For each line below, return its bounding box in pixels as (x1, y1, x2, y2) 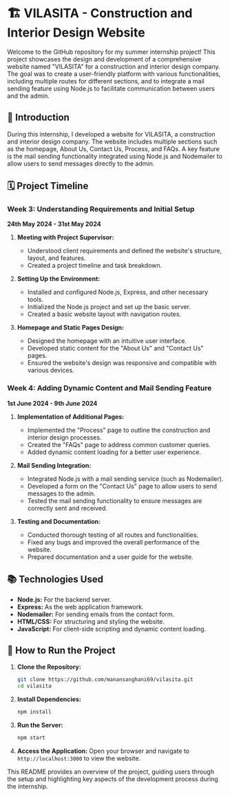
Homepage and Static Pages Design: (17, 324, 125, 332)
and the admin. (7, 91, 50, 100)
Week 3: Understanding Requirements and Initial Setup (7, 204, 195, 214)
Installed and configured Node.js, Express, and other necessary (27, 288, 209, 297)
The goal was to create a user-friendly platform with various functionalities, (7, 70, 221, 78)
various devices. (27, 366, 74, 375)
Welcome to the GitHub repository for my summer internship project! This (7, 48, 216, 56)
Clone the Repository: (17, 663, 81, 671)
